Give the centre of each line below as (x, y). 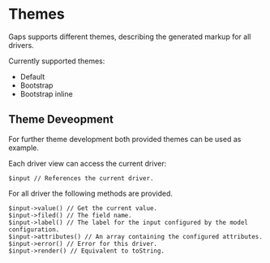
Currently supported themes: (57, 61)
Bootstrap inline (46, 93)
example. (24, 148)
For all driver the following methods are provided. (90, 193)
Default (32, 76)
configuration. (34, 229)
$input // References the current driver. (81, 178)
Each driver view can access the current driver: (88, 163)
